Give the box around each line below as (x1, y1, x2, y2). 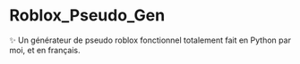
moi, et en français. (9, 44, 81, 55)
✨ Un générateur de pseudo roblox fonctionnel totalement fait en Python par (9, 35, 291, 45)
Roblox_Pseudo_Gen (9, 5, 166, 26)
